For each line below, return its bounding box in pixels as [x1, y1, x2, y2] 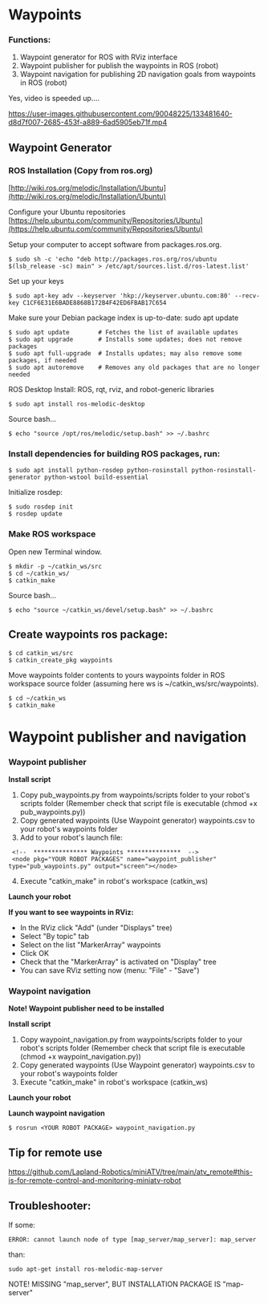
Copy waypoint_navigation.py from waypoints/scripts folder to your [19, 1035, 243, 1044]
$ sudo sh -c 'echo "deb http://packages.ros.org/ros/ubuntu [8, 255, 217, 264]
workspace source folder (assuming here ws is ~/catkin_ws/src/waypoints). [8, 678, 259, 688]
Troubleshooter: [8, 1199, 91, 1213]
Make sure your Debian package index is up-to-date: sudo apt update [8, 313, 239, 322]
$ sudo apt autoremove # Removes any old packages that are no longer [8, 363, 261, 372]
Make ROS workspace [8, 528, 96, 540]
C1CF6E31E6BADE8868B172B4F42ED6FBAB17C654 [22, 299, 167, 307]
